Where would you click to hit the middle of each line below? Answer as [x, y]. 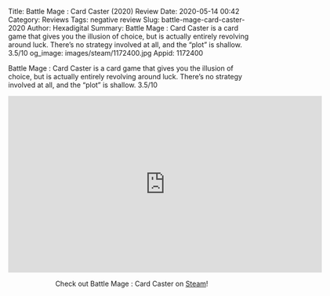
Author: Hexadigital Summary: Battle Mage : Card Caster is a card [133, 28]
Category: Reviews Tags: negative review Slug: [84, 20]
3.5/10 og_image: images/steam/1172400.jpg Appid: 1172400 [106, 53]
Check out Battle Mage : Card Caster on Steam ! [132, 283]
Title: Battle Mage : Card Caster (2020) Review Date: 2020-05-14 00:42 [124, 11]
